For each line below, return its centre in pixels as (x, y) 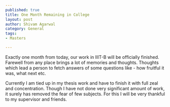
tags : (11, 33)
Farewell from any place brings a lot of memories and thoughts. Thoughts (82, 62)
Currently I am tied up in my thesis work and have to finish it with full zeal (82, 83)
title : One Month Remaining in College (47, 15)
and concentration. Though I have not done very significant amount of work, (85, 88)
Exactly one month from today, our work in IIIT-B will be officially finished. (82, 57)
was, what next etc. (26, 73)
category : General (25, 29)
